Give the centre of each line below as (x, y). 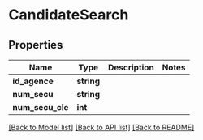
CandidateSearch (69, 15)
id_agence (33, 81)
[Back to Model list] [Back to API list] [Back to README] (101, 127)
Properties (36, 45)
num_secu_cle (41, 107)
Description (131, 68)
